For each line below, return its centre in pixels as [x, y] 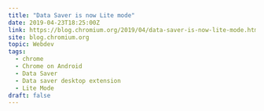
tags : [17, 52]
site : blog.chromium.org [49, 37]
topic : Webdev [31, 45]
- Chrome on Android [49, 66]
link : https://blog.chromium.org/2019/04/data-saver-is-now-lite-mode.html [135, 30]
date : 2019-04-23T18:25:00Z [54, 23]
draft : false [29, 95]
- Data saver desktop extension [68, 81]
